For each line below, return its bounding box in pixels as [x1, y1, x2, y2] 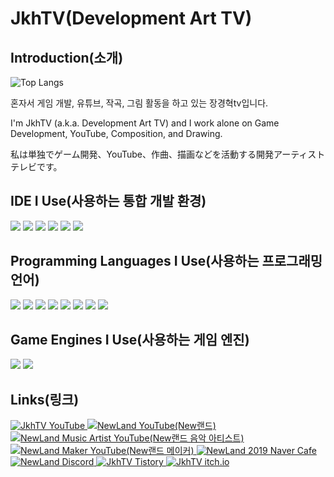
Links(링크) [10, 391, 80, 408]
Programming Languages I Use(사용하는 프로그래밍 [10, 253, 323, 270]
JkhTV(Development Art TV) [10, 7, 253, 30]
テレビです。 [10, 161, 63, 172]
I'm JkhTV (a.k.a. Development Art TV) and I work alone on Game [10, 117, 280, 129]
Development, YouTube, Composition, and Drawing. [10, 128, 223, 139]
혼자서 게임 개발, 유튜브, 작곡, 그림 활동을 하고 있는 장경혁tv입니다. [10, 97, 269, 109]
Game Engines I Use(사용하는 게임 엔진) [10, 332, 250, 349]
